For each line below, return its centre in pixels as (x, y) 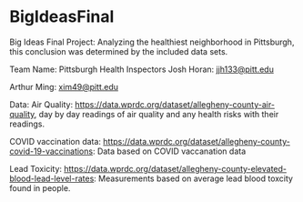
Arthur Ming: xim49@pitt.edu (64, 86)
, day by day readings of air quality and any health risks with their (157, 114)
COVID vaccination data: (56, 141)
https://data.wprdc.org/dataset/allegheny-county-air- (175, 104)
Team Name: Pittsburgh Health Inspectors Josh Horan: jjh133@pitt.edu (142, 69)
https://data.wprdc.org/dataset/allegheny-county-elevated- (175, 168)
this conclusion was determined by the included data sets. (119, 51)
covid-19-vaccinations (51, 151)
